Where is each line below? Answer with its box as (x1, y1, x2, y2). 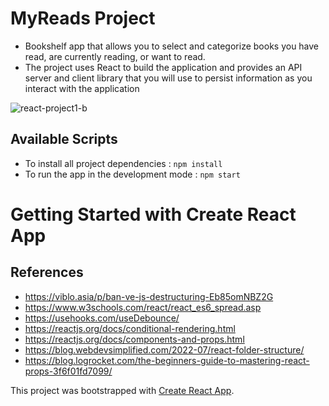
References (10, 264, 84, 281)
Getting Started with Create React (10, 203, 297, 226)
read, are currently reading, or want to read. (24, 50, 206, 62)
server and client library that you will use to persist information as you (24, 72, 313, 84)
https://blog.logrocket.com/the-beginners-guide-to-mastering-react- (24, 354, 310, 366)
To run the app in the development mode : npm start (24, 168, 241, 180)
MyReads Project (10, 7, 156, 30)
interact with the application (24, 82, 140, 94)
